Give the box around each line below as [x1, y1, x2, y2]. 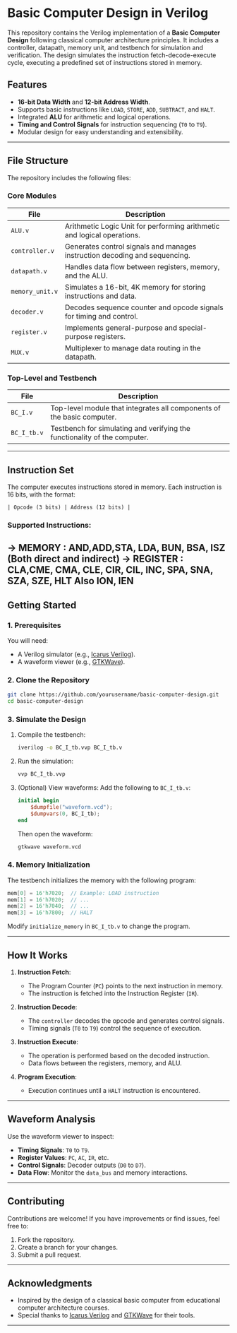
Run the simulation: [17, 757, 74, 766]
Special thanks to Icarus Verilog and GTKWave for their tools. [17, 1311, 195, 1320]
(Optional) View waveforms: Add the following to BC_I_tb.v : [17, 783, 191, 792]
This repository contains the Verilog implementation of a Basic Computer [7, 28, 221, 37]
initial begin [17, 797, 59, 805]
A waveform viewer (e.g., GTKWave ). [17, 657, 126, 665]
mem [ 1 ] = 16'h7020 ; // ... [7, 896, 90, 904]
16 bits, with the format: [7, 490, 76, 499]
